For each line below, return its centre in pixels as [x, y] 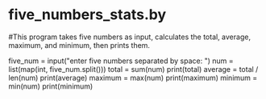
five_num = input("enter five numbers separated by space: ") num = [121, 61]
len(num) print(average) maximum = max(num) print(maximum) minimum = [133, 77]
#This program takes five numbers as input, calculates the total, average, [130, 37]
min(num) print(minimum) [51, 86]
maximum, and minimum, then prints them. [79, 45]
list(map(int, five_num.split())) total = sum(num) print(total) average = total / [133, 69]
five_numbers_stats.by [87, 15]
